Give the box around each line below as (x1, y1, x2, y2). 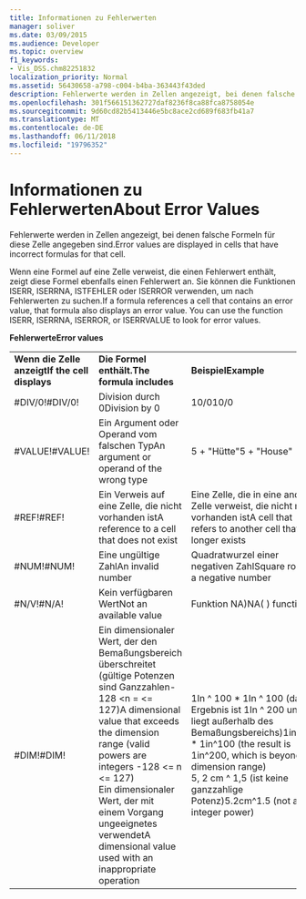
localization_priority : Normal (9, 73, 128, 82)
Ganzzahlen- (118, 680, 176, 693)
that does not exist (98, 534, 178, 547)
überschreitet (98, 658, 157, 670)
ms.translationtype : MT (9, 115, 100, 124)
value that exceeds (98, 714, 180, 727)
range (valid (98, 737, 150, 750)
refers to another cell (190, 522, 280, 535)
